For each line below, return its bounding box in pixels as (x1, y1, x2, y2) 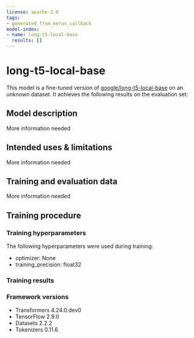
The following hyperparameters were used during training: (6, 242, 154, 250)
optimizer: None (15, 255, 56, 262)
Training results (6, 276, 54, 285)
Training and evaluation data (6, 176, 118, 187)
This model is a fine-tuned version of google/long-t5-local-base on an (6, 84, 184, 91)
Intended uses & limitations (6, 142, 113, 153)
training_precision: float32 (15, 261, 81, 268)
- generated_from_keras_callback (6, 20, 92, 26)
